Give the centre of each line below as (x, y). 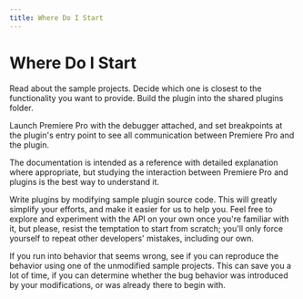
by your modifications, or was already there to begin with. (117, 284)
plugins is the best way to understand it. (85, 181)
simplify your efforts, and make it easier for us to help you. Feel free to (141, 209)
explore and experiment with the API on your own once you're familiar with (149, 219)
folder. (21, 108)
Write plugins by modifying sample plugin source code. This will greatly (143, 199)
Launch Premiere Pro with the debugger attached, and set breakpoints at (146, 125)
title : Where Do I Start (56, 18)
